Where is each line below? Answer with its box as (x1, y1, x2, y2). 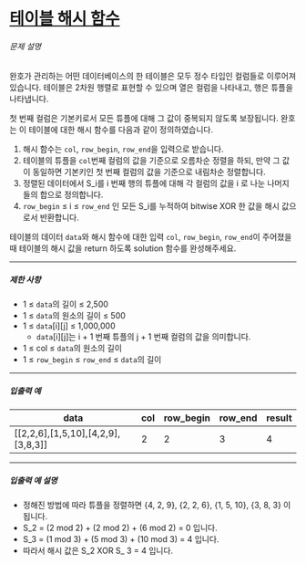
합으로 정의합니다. (39, 189, 104, 201)
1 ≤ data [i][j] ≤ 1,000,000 (22, 320, 116, 331)
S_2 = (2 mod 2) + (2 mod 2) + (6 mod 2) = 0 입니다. (22, 522, 219, 534)
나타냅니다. (9, 93, 49, 105)
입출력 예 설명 (9, 475, 57, 486)
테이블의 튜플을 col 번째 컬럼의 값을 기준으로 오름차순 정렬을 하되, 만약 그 (22, 155, 280, 166)
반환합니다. (39, 212, 79, 224)
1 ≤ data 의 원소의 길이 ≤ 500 (22, 310, 126, 321)
